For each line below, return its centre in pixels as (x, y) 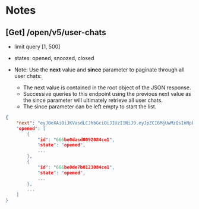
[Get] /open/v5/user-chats (56, 32)
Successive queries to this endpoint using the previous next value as (107, 94)
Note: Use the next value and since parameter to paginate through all (99, 70)
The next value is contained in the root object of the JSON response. (107, 88)
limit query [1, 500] (37, 46)
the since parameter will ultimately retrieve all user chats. (93, 100)
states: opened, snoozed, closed (54, 58)
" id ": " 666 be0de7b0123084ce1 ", (76, 167)
